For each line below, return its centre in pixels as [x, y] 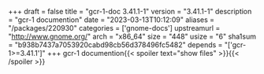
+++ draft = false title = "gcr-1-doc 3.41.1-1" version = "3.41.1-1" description [130, 11]
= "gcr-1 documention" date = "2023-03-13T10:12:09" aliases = [112, 20]
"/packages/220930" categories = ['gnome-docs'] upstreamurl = [114, 28]
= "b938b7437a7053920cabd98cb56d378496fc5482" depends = [115, 45]
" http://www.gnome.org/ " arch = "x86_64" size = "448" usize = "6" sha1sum [132, 36]
